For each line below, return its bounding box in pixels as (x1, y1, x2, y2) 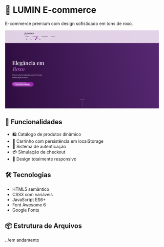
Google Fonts (12, 207, 40, 213)
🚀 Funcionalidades (5, 118, 62, 126)
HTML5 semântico (12, 186, 50, 192)
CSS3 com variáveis (12, 191, 53, 197)
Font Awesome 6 (12, 202, 46, 207)
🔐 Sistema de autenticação (12, 143, 66, 149)
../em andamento (5, 237, 40, 243)
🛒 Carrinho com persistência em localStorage (12, 138, 104, 144)
